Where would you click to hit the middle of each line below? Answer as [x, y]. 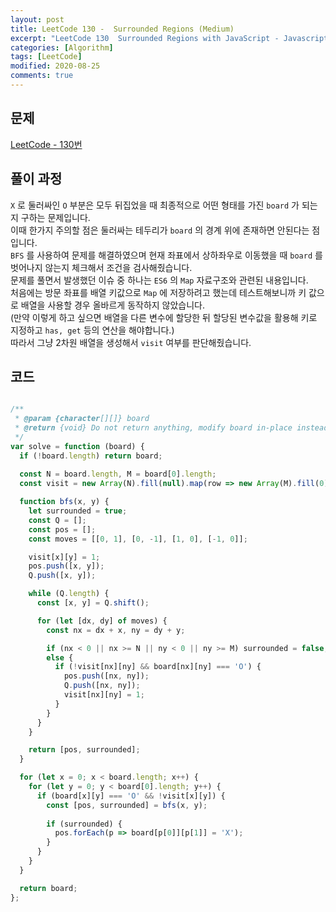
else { [60, 657]
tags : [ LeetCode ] [46, 57]
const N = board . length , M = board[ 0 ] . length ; [118, 474]
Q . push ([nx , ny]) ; [102, 686]
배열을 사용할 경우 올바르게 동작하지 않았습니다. [113, 305]
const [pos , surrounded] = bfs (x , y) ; [127, 805]
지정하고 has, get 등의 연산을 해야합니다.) [92, 330]
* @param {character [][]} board [82, 419]
